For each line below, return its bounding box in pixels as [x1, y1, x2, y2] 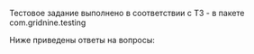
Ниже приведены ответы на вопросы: [9, 35, 155, 45]
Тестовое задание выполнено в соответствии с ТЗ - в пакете [9, 8, 245, 18]
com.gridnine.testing [9, 17, 86, 28]
